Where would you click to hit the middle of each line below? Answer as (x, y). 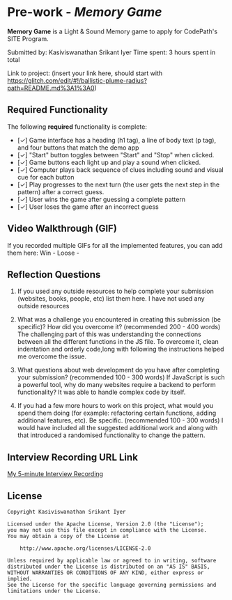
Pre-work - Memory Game (85, 12)
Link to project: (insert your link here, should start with (85, 73)
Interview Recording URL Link (72, 457)
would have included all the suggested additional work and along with (117, 428)
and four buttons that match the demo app (78, 148)
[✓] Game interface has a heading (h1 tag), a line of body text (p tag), (117, 140)
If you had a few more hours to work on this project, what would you (115, 406)
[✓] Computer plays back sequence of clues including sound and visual (121, 169)
